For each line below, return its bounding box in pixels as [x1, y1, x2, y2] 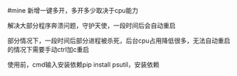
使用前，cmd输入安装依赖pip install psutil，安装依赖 [7, 60, 160, 69]
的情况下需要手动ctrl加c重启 [7, 45, 90, 53]
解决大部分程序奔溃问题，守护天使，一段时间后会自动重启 [7, 21, 176, 30]
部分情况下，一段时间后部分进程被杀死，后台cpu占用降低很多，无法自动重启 [7, 36, 231, 45]
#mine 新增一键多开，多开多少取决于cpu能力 [7, 6, 139, 14]
